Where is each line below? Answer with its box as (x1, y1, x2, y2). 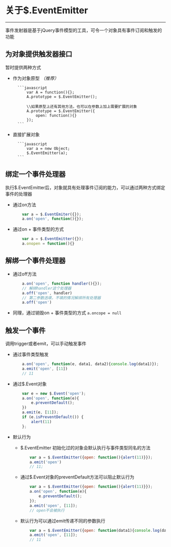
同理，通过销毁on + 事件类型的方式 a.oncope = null (12, 310, 122, 316)
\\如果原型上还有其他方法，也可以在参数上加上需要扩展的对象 (26, 104, 137, 109)
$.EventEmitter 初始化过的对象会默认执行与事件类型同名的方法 (20, 444, 151, 450)
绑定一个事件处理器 (5, 170, 66, 178)
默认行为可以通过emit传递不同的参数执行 (20, 518, 105, 524)
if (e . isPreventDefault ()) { (22, 415, 84, 420)
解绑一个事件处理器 (5, 256, 66, 265)
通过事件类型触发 (12, 351, 49, 357)
